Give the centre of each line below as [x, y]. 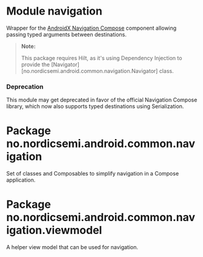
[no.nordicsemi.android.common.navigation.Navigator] [89, 70]
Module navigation [55, 11]
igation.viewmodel [54, 231]
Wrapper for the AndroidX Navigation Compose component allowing [92, 28]
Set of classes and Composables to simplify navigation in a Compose [93, 174]
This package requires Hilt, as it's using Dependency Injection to [101, 58]
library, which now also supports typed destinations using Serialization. [95, 106]
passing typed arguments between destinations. [67, 34]
